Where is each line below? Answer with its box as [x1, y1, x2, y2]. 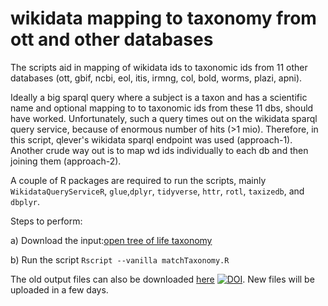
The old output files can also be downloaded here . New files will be [10, 273, 315, 285]
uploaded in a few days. [10, 283, 109, 296]
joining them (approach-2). [10, 155, 122, 167]
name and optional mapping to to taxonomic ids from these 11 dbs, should [10, 102, 314, 114]
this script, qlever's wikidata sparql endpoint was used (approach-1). [10, 133, 293, 146]
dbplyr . [10, 195, 40, 207]
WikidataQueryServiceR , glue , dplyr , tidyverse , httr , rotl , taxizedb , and [10, 185, 305, 197]
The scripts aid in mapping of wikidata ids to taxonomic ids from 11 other [10, 61, 308, 73]
